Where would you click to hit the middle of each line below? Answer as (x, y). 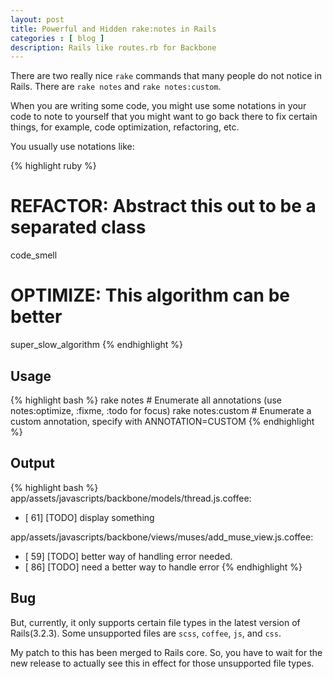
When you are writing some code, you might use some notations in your (158, 106)
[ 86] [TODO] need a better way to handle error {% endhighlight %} (163, 567)
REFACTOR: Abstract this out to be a (163, 206)
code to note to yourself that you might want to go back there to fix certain (164, 117)
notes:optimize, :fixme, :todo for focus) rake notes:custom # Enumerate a (161, 410)
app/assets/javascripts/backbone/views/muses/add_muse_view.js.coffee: (162, 537)
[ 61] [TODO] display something (89, 517)
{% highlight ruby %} (53, 166)
